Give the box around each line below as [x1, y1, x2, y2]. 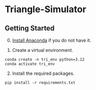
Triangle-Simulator [5, 4, 87, 15]
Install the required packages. [12, 70, 75, 76]
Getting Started [5, 24, 55, 33]
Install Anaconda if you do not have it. [12, 37, 91, 43]
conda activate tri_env [5, 62, 55, 67]
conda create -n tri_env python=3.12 [5, 57, 85, 62]
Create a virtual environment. [12, 47, 73, 53]
